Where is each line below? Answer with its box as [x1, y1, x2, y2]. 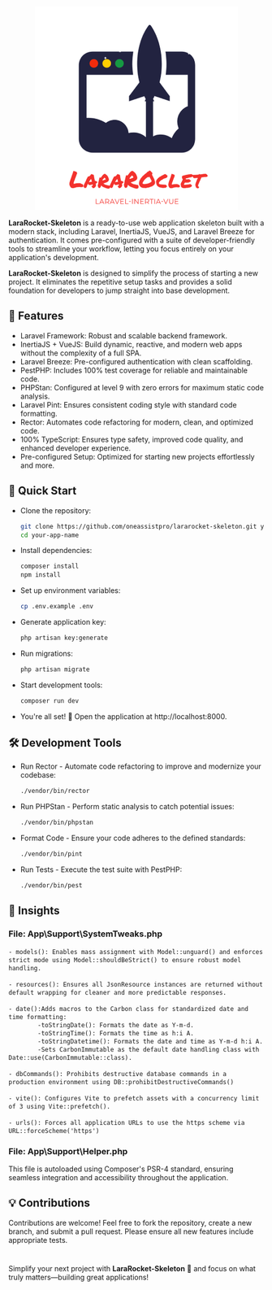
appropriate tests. [8, 1235, 68, 1244]
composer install [19, 562, 80, 571]
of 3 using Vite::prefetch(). [8, 1102, 111, 1110]
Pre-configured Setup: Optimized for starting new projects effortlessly [19, 451, 255, 461]
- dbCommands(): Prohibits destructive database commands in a [8, 1070, 227, 1078]
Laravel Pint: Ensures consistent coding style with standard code [19, 399, 237, 409]
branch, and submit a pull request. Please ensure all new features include [8, 1227, 254, 1236]
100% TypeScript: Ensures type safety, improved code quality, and [19, 434, 244, 444]
